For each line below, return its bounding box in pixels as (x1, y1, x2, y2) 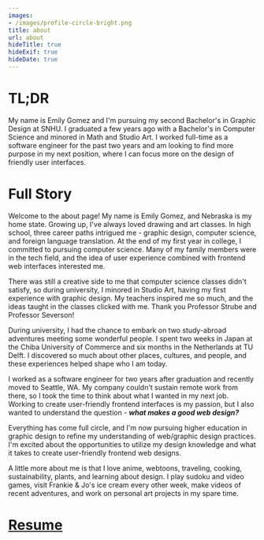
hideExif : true (8, 48, 58, 56)
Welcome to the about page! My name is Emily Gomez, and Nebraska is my (8, 210, 252, 221)
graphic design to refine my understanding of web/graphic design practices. (8, 431, 256, 441)
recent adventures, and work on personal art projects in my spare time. (8, 488, 239, 497)
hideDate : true (8, 56, 58, 64)
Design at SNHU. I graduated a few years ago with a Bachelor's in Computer (8, 124, 256, 133)
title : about (8, 26, 51, 34)
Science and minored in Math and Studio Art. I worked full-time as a (8, 132, 229, 142)
